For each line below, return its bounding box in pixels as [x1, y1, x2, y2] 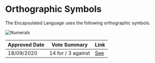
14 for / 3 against [49, 50, 90, 57]
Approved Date [7, 41, 45, 48]
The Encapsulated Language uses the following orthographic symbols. [5, 20, 151, 26]
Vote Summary [51, 41, 88, 48]
